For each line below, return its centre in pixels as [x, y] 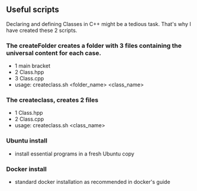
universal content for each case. [54, 53]
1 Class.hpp [29, 113]
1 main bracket [32, 66]
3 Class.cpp [29, 79]
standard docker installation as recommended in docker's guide [92, 182]
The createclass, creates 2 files [52, 100]
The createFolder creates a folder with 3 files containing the [94, 46]
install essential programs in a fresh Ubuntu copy [75, 154]
